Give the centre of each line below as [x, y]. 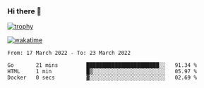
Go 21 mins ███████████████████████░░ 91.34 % [102, 65]
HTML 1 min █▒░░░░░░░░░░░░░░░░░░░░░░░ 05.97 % [102, 72]
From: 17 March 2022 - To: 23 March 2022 [69, 53]
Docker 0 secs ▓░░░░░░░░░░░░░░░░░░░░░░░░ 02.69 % [102, 78]
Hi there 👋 [25, 11]
